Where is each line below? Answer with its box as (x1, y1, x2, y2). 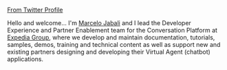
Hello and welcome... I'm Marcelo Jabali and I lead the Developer (7, 19, 191, 27)
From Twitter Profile (7, 6, 63, 14)
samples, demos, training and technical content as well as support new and (7, 41, 221, 48)
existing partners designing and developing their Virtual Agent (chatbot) (7, 48, 211, 56)
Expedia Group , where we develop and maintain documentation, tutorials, (7, 33, 215, 41)
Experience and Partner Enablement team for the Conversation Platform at (7, 27, 218, 34)
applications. (7, 55, 43, 63)
